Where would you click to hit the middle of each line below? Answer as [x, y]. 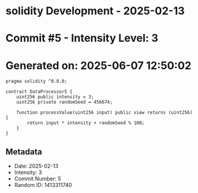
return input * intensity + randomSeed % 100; [86, 123]
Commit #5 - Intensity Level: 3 [82, 38]
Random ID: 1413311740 [43, 185]
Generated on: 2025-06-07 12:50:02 [98, 65]
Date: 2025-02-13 [36, 166]
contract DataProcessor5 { [39, 92]
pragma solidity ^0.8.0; [36, 82]
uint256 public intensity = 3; [55, 97]
